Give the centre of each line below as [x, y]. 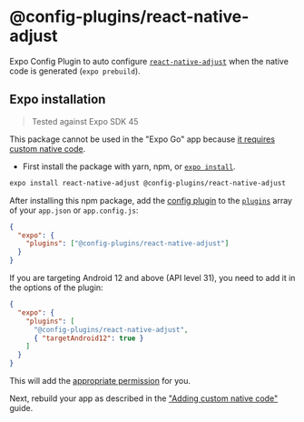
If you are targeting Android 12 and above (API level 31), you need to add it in [152, 278]
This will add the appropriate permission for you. [100, 381]
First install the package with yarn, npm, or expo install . [129, 166]
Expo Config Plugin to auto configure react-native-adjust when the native [149, 61]
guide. [21, 408]
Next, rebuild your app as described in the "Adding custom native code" [144, 398]
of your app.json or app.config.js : [74, 210]
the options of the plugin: [56, 287]
